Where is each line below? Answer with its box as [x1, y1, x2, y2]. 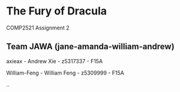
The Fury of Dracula [6, 4, 107, 18]
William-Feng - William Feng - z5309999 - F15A [6, 69, 124, 76]
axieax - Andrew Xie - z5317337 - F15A [6, 57, 103, 64]
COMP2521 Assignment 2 [6, 24, 70, 31]
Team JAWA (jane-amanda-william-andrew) [6, 41, 175, 52]
